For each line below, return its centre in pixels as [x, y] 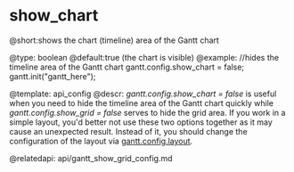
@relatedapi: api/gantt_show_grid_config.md [91, 158]
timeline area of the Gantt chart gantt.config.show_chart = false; [127, 67]
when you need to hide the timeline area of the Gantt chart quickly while [142, 102]
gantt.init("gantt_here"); [53, 76]
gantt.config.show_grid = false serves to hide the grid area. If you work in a [147, 112]
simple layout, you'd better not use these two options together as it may [141, 122]
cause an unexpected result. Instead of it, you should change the [128, 131]
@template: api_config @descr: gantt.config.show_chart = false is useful [143, 94]
